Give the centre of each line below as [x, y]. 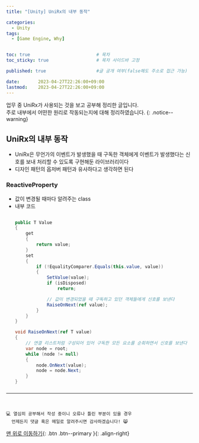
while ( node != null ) [52, 354]
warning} [17, 119]
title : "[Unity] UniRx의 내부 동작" [48, 12]
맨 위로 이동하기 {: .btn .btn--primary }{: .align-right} [68, 434]
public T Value [33, 222]
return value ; [54, 245]
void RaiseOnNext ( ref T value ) [53, 332]
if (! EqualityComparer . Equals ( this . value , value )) [100, 267]
